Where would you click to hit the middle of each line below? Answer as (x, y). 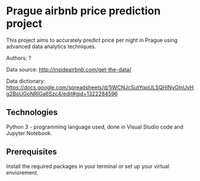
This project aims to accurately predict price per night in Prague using (92, 40)
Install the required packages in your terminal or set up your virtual (88, 166)
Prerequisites (32, 152)
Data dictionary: (26, 81)
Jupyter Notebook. (29, 133)
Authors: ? (19, 58)
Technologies (32, 112)
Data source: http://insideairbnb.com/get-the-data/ (69, 69)
